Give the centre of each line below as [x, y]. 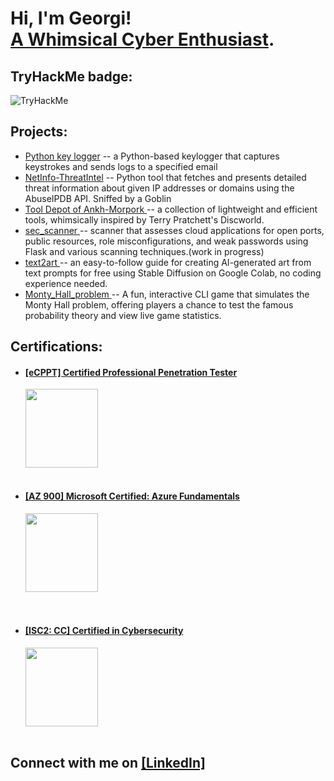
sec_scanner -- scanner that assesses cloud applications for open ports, [174, 230]
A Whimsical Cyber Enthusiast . [142, 39]
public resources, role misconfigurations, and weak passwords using [166, 241]
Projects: [39, 132]
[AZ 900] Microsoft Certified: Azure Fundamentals [132, 496]
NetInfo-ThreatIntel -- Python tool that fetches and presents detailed [165, 177]
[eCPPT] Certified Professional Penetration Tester [131, 372]
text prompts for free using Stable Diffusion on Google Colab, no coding [173, 273]
